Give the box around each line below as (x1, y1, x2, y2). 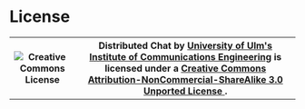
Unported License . (143, 84, 228, 97)
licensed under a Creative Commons (103, 62, 267, 74)
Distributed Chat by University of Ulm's (98, 39, 273, 52)
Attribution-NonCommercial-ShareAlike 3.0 (87, 73, 283, 85)
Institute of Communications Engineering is (89, 50, 282, 63)
